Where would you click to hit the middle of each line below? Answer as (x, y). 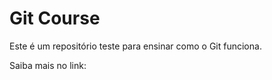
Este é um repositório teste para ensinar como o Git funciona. (135, 46)
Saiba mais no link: (48, 65)
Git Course (55, 18)
